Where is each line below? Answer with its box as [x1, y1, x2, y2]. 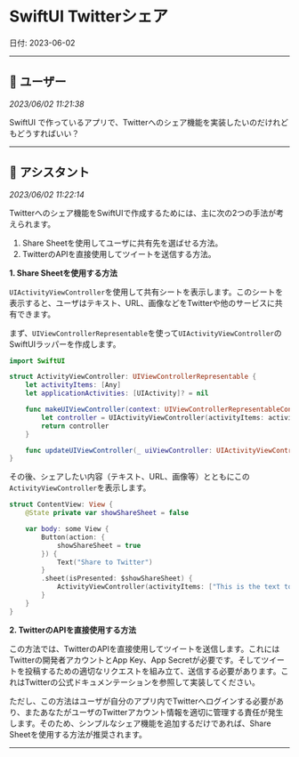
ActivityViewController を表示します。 [9, 482, 151, 493]
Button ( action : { [41, 533, 105, 542]
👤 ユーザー [9, 75, 67, 90]
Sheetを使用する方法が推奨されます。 [9, 729, 147, 739]
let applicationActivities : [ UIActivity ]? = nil [25, 389, 209, 399]
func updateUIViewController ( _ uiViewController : [25, 446, 214, 455]
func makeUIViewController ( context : [25, 405, 162, 415]
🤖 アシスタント [9, 165, 90, 181]
